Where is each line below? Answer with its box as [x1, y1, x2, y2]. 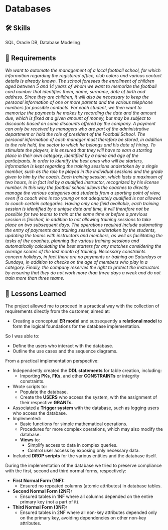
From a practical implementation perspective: [5, 358, 99, 364]
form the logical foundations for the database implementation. [12, 323, 140, 329]
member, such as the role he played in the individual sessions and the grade [5, 168, 163, 174]
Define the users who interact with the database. [12, 342, 114, 348]
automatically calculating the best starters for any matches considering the [5, 243, 161, 249]
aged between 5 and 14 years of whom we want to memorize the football [5, 83, 157, 89]
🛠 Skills [5, 24, 31, 32]
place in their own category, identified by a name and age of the [5, 152, 139, 158]
